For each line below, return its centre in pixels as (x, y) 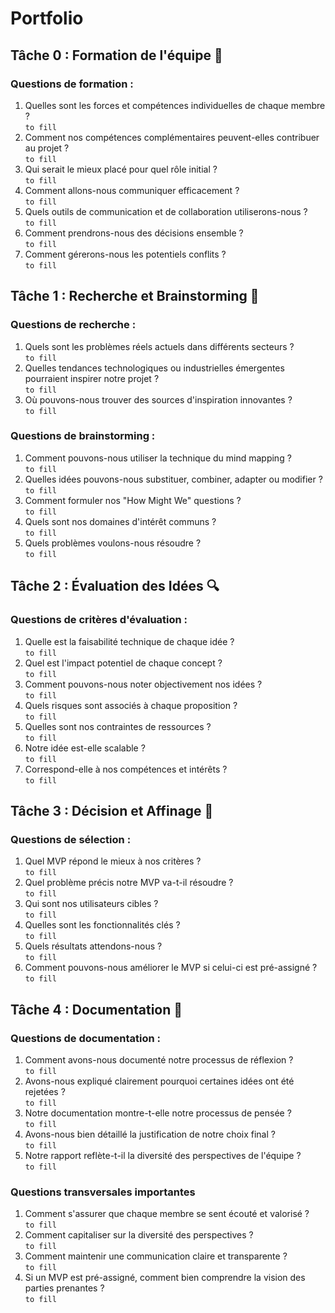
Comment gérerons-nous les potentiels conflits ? (125, 254)
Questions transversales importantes (103, 1192)
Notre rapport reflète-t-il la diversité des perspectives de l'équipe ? (163, 1155)
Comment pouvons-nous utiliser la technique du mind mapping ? (158, 458)
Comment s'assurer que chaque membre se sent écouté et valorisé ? (167, 1214)
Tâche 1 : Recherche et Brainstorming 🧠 (135, 296)
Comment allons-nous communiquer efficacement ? (132, 190)
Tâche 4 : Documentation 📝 (96, 1009)
